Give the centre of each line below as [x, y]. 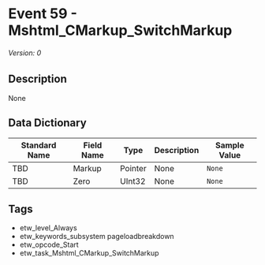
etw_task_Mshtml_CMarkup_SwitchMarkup [89, 253]
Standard [39, 145]
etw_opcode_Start [49, 244]
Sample [230, 145]
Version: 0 [25, 53]
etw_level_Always [48, 228]
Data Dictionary [47, 123]
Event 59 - [43, 14]
